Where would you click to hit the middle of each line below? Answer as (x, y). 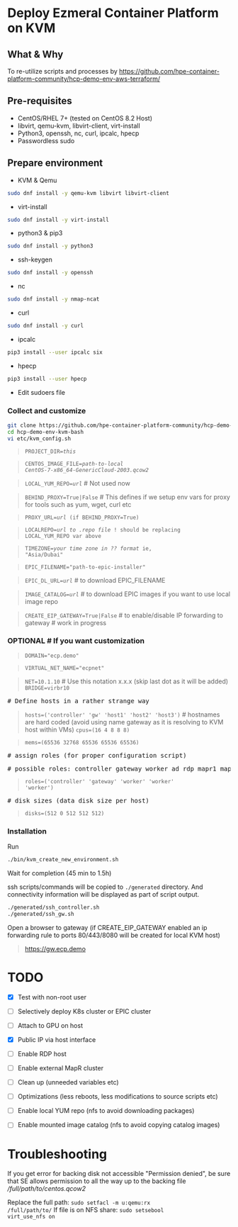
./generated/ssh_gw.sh (41, 914)
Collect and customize (47, 410)
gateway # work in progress (66, 622)
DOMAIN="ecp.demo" (52, 656)
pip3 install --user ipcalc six (55, 352)
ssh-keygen (35, 259)
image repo (41, 601)
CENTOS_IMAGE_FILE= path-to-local (74, 464)
